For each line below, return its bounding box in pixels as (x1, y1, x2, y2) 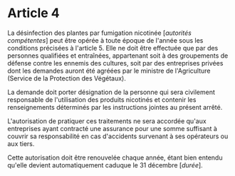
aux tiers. (7, 139, 35, 147)
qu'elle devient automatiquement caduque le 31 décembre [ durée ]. (7, 160, 203, 169)
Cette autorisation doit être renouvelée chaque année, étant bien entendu (7, 153, 223, 162)
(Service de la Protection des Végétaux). (7, 73, 126, 83)
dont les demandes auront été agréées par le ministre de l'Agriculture (7, 66, 211, 75)
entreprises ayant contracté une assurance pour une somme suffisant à (7, 124, 217, 133)
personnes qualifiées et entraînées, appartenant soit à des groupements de (7, 51, 229, 60)
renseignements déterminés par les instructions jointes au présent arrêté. (7, 103, 223, 111)
